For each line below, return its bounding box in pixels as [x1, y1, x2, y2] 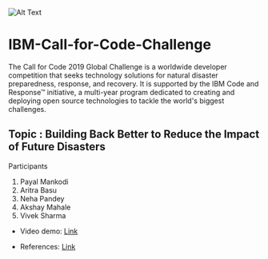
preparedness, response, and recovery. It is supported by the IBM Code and [8, 78, 259, 88]
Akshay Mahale [19, 202, 71, 212]
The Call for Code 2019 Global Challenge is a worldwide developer [8, 62, 228, 71]
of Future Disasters [8, 140, 106, 153]
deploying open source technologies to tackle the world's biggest [8, 96, 225, 106]
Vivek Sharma [19, 210, 66, 220]
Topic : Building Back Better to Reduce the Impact [8, 128, 260, 141]
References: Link [19, 241, 76, 251]
